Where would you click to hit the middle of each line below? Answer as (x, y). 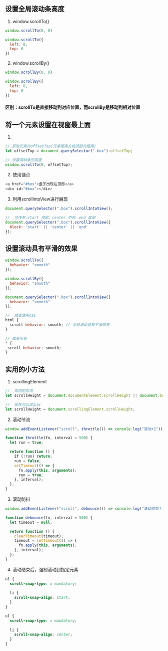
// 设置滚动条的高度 (23, 160)
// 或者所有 (16, 338)
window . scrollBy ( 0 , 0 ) (29, 72)
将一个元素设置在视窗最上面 (48, 125)
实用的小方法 (25, 369)
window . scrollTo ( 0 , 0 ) (29, 31)
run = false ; (28, 461)
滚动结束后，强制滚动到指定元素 (45, 569)
